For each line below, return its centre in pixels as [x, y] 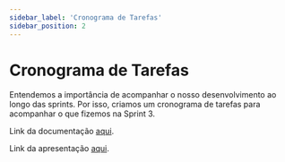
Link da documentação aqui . [62, 132]
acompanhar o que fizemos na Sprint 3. [82, 114]
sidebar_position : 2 [48, 26]
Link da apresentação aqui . [60, 149]
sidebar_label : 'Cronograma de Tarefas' [86, 17]
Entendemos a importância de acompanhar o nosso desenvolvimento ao [143, 95]
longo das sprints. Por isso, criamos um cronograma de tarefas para [135, 105]
